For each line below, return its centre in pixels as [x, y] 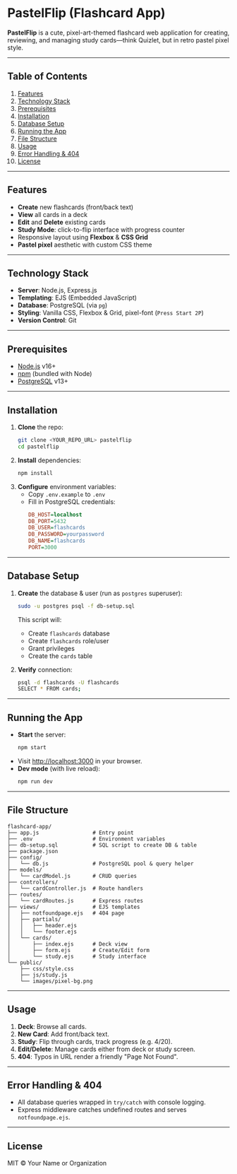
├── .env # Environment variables [86, 839]
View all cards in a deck [53, 214]
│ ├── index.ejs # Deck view [68, 944]
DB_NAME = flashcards [57, 541]
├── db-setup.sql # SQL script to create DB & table [102, 845]
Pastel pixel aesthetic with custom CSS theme [85, 245]
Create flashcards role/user [68, 640]
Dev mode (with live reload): [59, 769]
